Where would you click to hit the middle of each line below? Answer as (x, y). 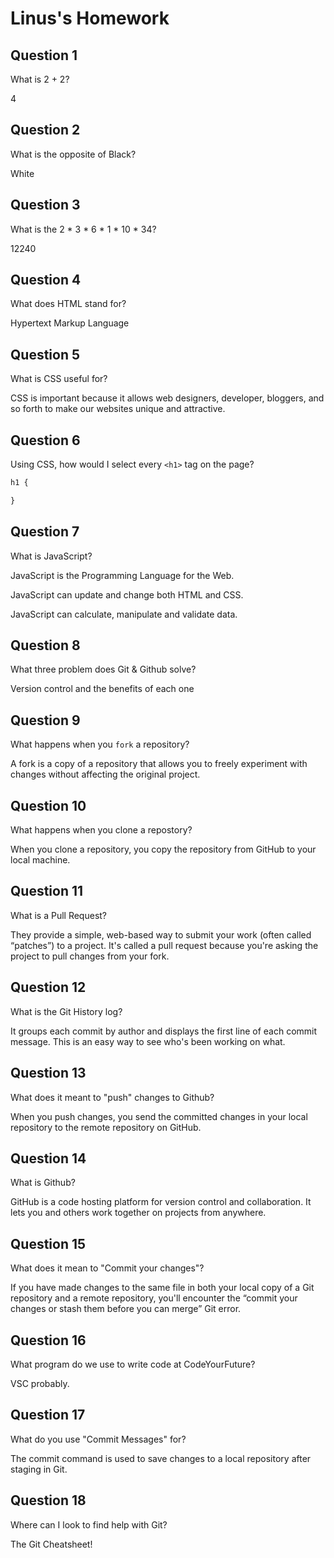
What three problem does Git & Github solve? (103, 669)
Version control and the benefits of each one (102, 689)
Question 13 (48, 1073)
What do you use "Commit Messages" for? (98, 1439)
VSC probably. (40, 1383)
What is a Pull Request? (59, 915)
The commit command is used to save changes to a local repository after (161, 1458)
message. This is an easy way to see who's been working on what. (148, 1041)
